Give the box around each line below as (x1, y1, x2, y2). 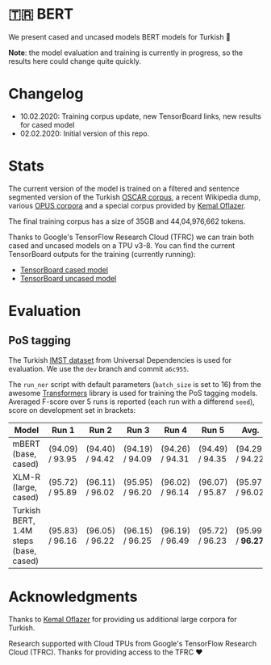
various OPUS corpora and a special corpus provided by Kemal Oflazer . (8, 200, 246, 210)
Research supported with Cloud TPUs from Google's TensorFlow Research (8, 638, 256, 648)
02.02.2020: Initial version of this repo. (19, 128, 150, 138)
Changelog (8, 85, 84, 103)
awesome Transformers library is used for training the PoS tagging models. (8, 388, 258, 398)
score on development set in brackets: (8, 405, 136, 415)
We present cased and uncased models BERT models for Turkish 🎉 (8, 32, 231, 41)
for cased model (19, 120, 75, 129)
